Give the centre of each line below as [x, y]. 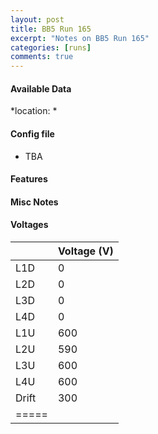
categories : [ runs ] [51, 47]
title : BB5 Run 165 [51, 29]
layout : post [37, 19]
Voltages [29, 225]
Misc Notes [34, 202]
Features [29, 179]
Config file [32, 133]
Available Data [41, 88]
